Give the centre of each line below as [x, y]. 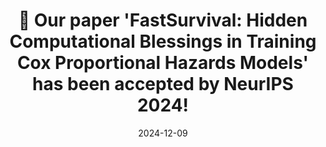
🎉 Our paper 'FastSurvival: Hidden [163, 20]
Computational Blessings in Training [163, 41]
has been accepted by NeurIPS [163, 84]
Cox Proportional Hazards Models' [163, 63]
